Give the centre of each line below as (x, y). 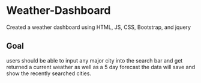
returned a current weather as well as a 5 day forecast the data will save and (101, 67)
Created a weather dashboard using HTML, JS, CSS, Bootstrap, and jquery (98, 27)
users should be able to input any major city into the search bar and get (94, 60)
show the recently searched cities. (49, 73)
